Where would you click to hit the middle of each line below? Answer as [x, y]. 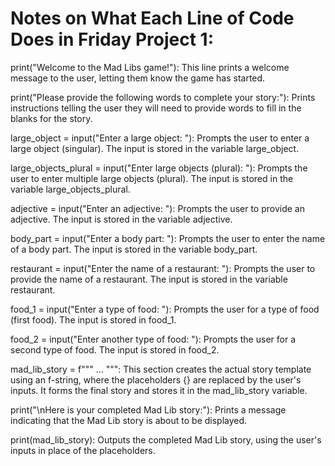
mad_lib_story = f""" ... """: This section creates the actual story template [161, 369]
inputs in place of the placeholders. [83, 450]
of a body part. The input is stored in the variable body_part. [134, 249]
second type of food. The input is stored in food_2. [115, 349]
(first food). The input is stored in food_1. [93, 319]
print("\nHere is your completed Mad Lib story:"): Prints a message [148, 409]
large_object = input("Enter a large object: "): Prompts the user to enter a [160, 138]
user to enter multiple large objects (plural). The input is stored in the [152, 178]
